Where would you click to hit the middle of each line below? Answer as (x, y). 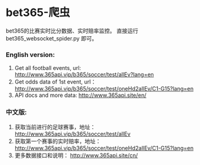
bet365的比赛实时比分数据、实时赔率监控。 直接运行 (72, 31)
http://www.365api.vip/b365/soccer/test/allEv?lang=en (84, 75)
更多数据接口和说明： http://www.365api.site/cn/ (76, 155)
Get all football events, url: (48, 68)
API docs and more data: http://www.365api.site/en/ (80, 95)
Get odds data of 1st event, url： (55, 82)
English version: (30, 55)
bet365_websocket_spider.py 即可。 (52, 38)
